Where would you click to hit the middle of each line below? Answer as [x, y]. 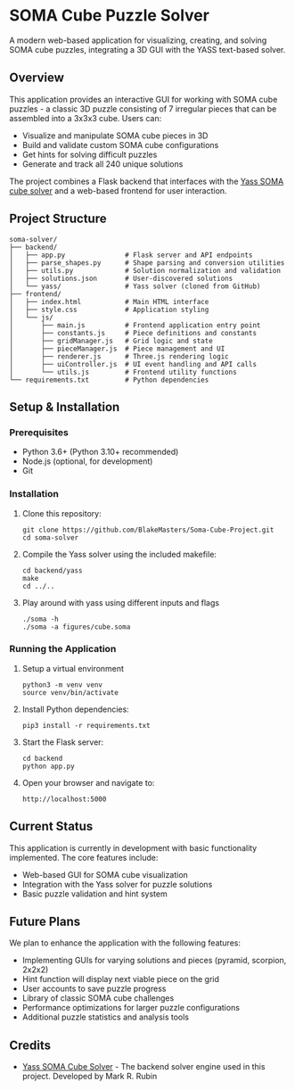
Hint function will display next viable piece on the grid [121, 979]
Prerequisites [39, 432]
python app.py [48, 766]
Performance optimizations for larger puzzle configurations [131, 1008]
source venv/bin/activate [70, 692]
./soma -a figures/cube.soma [76, 627]
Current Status [51, 826]
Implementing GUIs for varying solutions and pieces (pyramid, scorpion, [154, 961]
